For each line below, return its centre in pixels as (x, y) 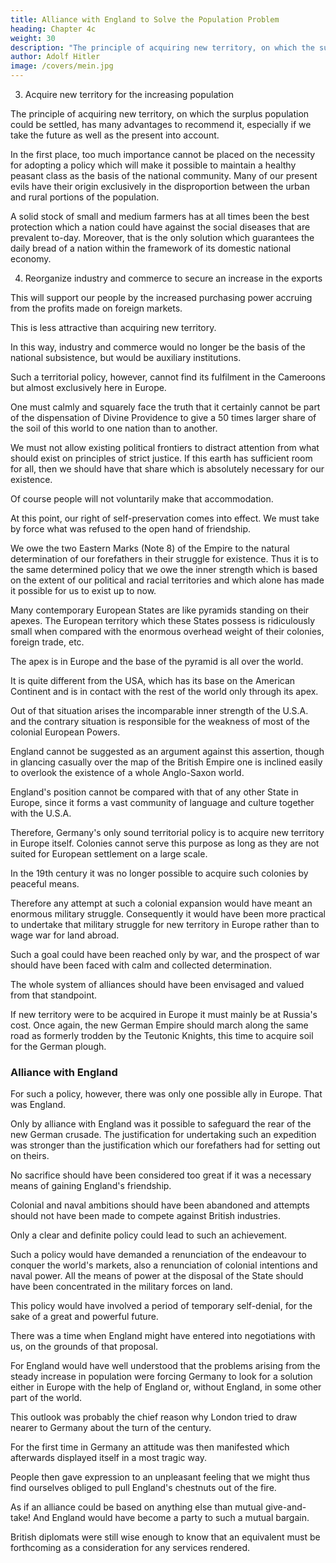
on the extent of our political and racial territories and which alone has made (167, 580)
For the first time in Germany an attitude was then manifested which (150, 1447)
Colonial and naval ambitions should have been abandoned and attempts (160, 1205)
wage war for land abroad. (65, 935)
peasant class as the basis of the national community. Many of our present (164, 175)
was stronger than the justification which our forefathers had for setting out (165, 1145)
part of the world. (46, 1398)
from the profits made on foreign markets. (96, 308)
